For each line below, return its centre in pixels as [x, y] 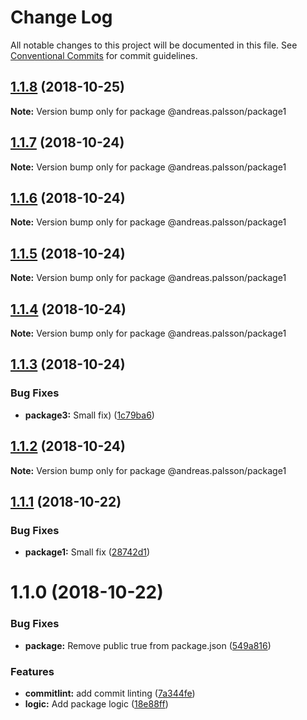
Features [32, 671]
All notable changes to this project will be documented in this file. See [154, 45]
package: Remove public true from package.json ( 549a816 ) [148, 645]
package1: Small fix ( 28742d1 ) [87, 552]
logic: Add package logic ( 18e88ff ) [96, 703]
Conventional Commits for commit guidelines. [104, 55]
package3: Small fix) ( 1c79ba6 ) [89, 415]
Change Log [61, 17]
